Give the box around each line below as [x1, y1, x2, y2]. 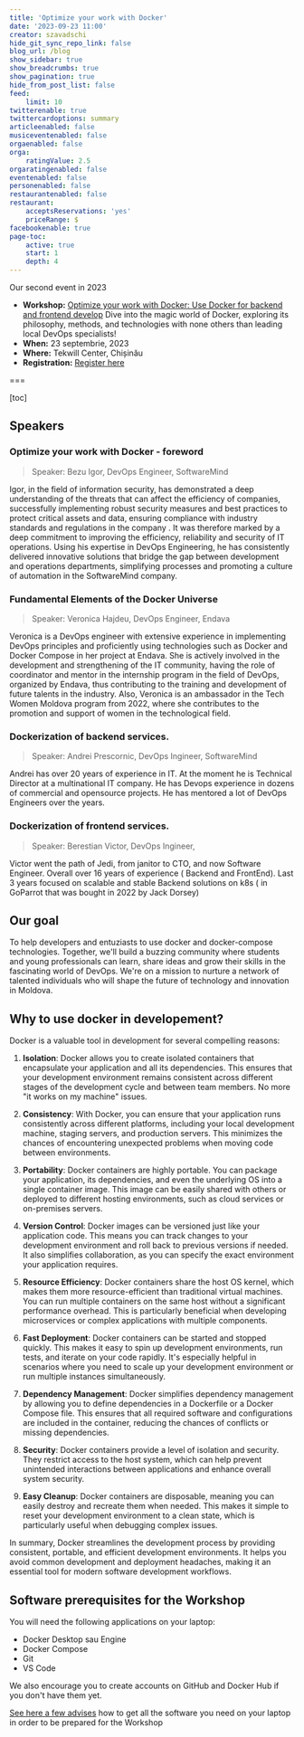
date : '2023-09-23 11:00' [9, 22, 107, 31]
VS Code [22, 1663, 56, 1674]
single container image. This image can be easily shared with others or [22, 1184, 287, 1195]
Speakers [9, 418, 65, 434]
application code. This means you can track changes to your [22, 1230, 249, 1241]
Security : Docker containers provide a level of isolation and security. [22, 1445, 280, 1456]
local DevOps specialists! [22, 328, 117, 339]
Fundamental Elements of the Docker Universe [9, 593, 219, 605]
